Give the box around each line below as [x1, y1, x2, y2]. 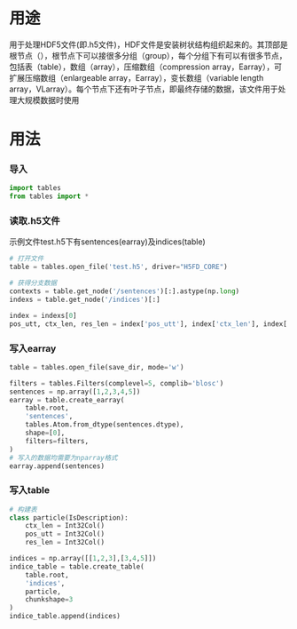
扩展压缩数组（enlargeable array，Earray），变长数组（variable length [9, 72, 264, 83]
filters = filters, [25, 436, 90, 445]
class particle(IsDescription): [9, 513, 129, 522]
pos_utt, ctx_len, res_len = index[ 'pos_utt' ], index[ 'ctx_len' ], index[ [9, 319, 288, 329]
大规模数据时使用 [16, 94, 80, 105]
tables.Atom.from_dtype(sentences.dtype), [25, 420, 184, 429]
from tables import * [9, 192, 90, 201]
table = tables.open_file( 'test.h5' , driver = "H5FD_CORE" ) [9, 263, 228, 272]
